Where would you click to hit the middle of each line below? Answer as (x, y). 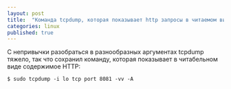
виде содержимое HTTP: (44, 66)
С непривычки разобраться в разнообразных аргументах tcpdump (106, 52)
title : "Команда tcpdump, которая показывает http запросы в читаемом (112, 20)
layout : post (26, 13)
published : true (30, 33)
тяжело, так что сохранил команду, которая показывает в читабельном (113, 60)
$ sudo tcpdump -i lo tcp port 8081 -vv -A (70, 79)
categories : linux (33, 26)
